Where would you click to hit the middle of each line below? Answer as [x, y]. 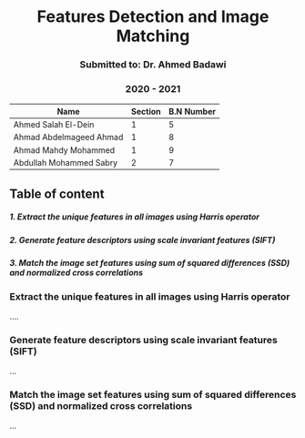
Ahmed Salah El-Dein [54, 125]
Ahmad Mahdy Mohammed [64, 150]
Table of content [57, 194]
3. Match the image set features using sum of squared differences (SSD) [150, 263]
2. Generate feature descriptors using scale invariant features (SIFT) [142, 239]
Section [146, 111]
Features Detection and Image [153, 17]
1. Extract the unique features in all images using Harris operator [134, 217]
